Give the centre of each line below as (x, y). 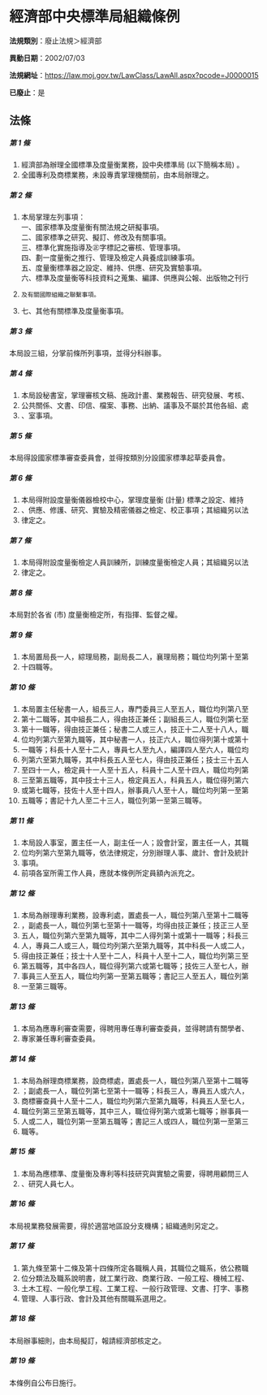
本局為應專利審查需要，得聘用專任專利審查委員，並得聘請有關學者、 (135, 1028)
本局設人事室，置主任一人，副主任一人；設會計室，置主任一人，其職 (135, 843)
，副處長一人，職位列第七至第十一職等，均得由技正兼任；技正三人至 (135, 925)
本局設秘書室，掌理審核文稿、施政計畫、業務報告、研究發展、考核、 (135, 396)
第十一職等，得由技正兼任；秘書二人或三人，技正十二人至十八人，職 (135, 730)
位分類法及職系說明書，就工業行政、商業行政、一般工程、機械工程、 (135, 1278)
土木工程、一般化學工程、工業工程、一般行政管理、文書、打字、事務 (135, 1288)
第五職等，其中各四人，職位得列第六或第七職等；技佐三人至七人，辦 (135, 966)
